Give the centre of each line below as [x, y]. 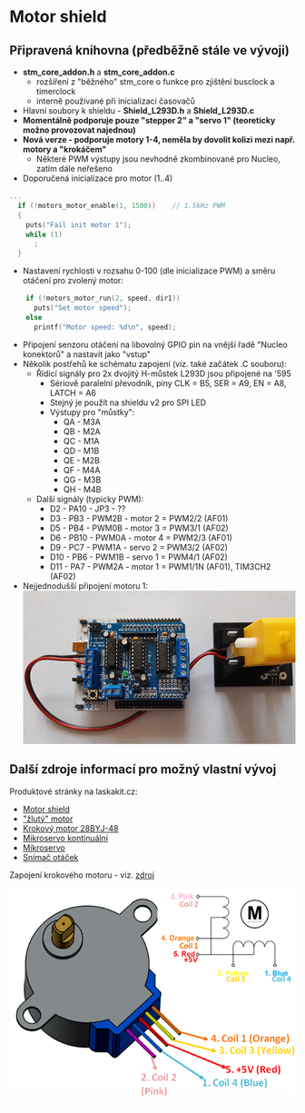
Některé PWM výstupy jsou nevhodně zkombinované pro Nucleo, [158, 159]
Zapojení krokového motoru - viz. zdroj [82, 875]
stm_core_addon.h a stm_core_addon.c [98, 72]
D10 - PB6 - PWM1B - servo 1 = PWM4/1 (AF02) [139, 557]
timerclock [56, 91]
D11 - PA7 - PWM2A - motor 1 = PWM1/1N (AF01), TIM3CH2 [160, 566]
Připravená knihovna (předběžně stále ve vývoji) [150, 50]
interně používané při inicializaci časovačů [115, 101]
